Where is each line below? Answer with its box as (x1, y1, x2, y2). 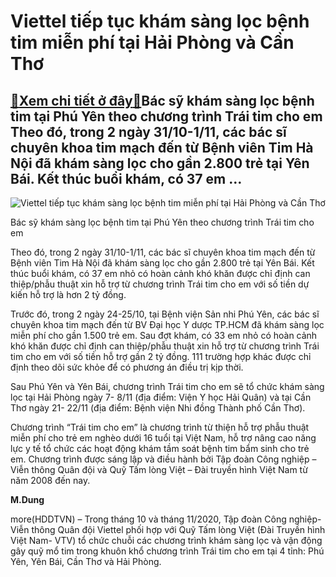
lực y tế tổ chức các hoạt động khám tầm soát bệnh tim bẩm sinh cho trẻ (10, 443, 310, 454)
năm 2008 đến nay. (10, 475, 91, 486)
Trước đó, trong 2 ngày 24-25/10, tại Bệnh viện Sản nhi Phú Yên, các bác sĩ (10, 308, 320, 320)
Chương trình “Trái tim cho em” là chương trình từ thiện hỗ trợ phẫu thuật (10, 421, 310, 433)
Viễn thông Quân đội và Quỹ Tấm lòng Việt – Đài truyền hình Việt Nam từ (10, 464, 308, 475)
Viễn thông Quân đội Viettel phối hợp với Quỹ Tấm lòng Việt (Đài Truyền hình (10, 524, 326, 535)
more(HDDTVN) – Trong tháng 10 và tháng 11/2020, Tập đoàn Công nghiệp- (10, 513, 322, 525)
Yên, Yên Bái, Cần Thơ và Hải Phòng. (10, 556, 162, 567)
